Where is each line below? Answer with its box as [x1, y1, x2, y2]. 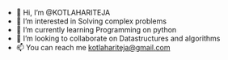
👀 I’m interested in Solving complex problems [15, 16, 167, 26]
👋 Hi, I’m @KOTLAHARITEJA [15, 8, 111, 17]
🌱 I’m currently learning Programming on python [15, 25, 177, 34]
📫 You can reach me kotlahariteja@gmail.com [15, 43, 171, 52]
